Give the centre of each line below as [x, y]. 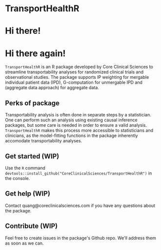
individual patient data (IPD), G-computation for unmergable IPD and [74, 82]
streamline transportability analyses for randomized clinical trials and [74, 72]
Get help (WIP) [28, 194]
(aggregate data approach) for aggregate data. [52, 88]
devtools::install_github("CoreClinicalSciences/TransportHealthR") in [79, 173]
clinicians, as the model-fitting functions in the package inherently [71, 136]
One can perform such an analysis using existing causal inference [71, 120]
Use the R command [25, 168]
